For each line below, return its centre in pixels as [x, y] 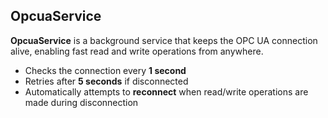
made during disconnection [81, 102]
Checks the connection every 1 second [105, 70]
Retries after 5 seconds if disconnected [106, 81]
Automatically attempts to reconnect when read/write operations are [166, 91]
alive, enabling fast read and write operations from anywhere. [137, 51]
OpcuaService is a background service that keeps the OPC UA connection [164, 40]
